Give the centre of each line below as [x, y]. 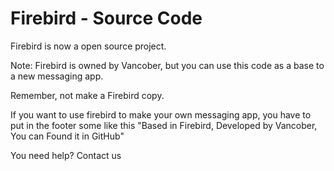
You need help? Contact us [66, 155]
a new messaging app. [57, 76]
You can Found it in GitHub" [67, 136]
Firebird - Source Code [106, 18]
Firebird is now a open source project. [88, 46]
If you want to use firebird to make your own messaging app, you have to [161, 114]
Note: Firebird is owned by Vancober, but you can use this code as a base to [167, 65]
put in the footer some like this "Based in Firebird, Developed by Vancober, [164, 125]
